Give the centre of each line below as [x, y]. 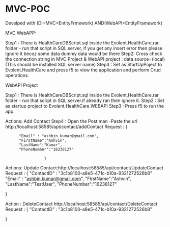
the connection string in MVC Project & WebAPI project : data [69, 59]
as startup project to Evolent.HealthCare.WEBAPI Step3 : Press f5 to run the [85, 106]
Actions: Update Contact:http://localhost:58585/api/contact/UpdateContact [84, 168]
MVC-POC [28, 9]
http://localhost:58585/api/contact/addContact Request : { [66, 127]
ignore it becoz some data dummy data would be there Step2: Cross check [84, 54]
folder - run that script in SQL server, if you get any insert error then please [84, 48]
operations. [17, 75]
